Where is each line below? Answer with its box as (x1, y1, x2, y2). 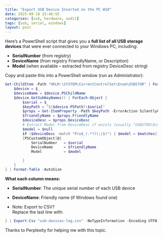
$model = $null (22, 127, 53, 132)
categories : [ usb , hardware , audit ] (5, 16, 79, 21)
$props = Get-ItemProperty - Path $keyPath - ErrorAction (22, 109, 138, 114)
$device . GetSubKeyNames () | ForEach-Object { (14, 95, 108, 100)
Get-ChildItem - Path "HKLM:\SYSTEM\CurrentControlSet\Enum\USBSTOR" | (5, 82, 151, 87)
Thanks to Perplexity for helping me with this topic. (5, 227, 107, 233)
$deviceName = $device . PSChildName (14, 90, 86, 96)
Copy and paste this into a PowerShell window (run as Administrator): (5, 73, 144, 78)
